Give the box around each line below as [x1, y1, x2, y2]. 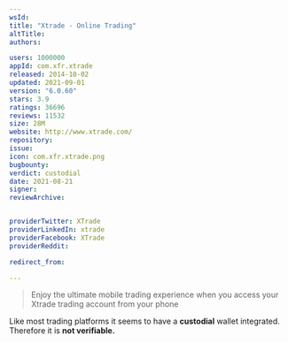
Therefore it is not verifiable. [9, 325, 115, 336]
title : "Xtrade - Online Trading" [9, 21, 137, 30]
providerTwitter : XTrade [9, 217, 101, 226]
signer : [9, 185, 38, 194]
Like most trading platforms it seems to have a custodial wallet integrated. [9, 316, 281, 327]
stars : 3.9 [9, 95, 50, 103]
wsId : [9, 12, 29, 22]
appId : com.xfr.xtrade [9, 62, 93, 71]
